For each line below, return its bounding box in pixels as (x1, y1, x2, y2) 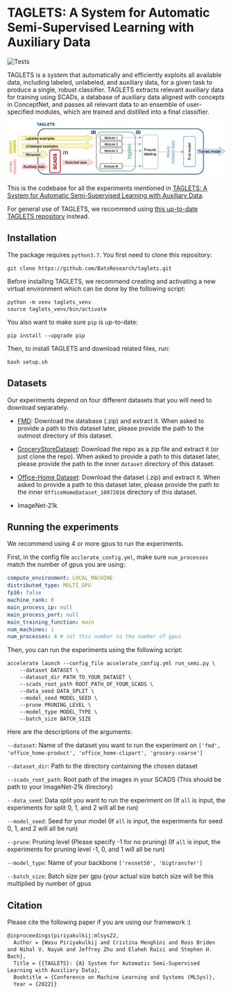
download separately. (7, 403, 69, 411)
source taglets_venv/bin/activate (7, 305, 107, 313)
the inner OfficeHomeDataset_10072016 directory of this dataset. (17, 488, 198, 496)
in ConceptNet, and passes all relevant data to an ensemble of (7, 100, 185, 108)
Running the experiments (7, 522, 119, 533)
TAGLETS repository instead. (7, 212, 90, 220)
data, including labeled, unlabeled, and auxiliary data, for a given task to (7, 78, 213, 86)
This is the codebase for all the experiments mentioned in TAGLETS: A (7, 184, 208, 192)
